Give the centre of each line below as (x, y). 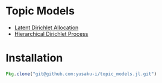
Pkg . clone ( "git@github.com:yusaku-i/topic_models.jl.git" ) (81, 74)
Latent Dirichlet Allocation (46, 27)
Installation (34, 58)
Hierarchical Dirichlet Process (51, 33)
